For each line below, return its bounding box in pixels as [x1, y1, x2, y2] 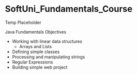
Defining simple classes [12, 49, 60, 55]
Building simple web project [12, 64, 68, 70]
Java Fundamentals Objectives [5, 29, 66, 35]
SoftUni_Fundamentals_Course [5, 3, 133, 15]
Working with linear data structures [12, 38, 82, 44]
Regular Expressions [12, 59, 53, 65]
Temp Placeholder [5, 19, 42, 25]
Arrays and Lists [19, 43, 52, 49]
